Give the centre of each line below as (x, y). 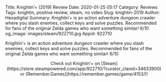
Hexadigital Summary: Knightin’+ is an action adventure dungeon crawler (80, 18)
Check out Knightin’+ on (75, 63)
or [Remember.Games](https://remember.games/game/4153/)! (84, 74)
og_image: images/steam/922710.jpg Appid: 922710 (59, 34)
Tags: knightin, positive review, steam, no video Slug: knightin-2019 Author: (83, 12)
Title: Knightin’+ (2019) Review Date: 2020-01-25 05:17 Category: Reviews (81, 7)
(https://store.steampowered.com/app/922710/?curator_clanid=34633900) (84, 69)
